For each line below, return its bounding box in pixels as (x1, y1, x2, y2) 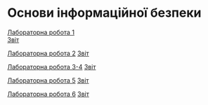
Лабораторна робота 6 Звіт (7, 90, 89, 98)
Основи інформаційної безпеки (7, 5, 202, 21)
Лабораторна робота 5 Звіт (7, 76, 89, 85)
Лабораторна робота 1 (7, 28, 75, 36)
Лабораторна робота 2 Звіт (7, 49, 89, 57)
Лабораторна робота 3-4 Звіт (7, 62, 96, 71)
